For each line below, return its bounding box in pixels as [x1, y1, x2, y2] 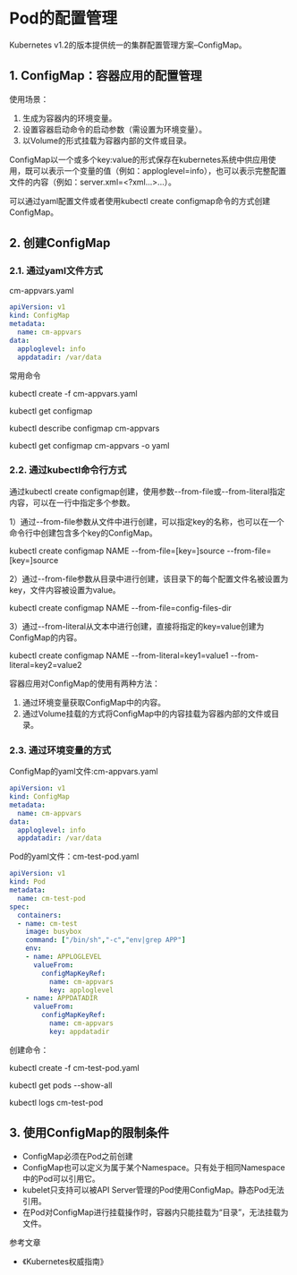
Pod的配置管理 [9, 8, 118, 29]
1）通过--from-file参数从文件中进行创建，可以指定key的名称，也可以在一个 [9, 516, 284, 526]
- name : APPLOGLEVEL [25, 953, 102, 962]
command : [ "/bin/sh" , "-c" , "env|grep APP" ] [25, 936, 186, 945]
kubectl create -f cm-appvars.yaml [9, 388, 139, 398]
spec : [9, 902, 30, 911]
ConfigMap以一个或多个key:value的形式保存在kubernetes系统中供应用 [9, 154, 268, 165]
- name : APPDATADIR [25, 994, 98, 1003]
